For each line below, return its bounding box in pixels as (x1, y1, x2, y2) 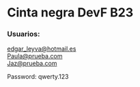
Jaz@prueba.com (7, 60, 57, 68)
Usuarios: (7, 29, 40, 39)
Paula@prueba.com (7, 52, 63, 60)
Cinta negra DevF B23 (7, 5, 134, 21)
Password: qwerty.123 (7, 73, 69, 81)
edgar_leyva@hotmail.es (7, 45, 76, 53)
